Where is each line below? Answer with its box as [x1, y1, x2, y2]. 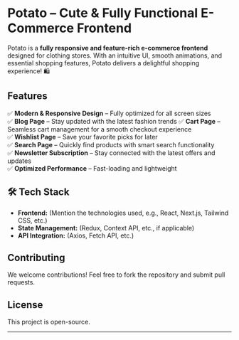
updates [7, 156, 32, 165]
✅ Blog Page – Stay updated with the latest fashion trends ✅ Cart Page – [7, 117, 221, 125]
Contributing [7, 251, 65, 264]
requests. [7, 278, 36, 287]
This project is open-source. [7, 318, 90, 326]
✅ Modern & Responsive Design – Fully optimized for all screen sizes [7, 109, 211, 117]
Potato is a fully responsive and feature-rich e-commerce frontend [7, 43, 208, 52]
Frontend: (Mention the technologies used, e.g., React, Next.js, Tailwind [17, 208, 229, 217]
